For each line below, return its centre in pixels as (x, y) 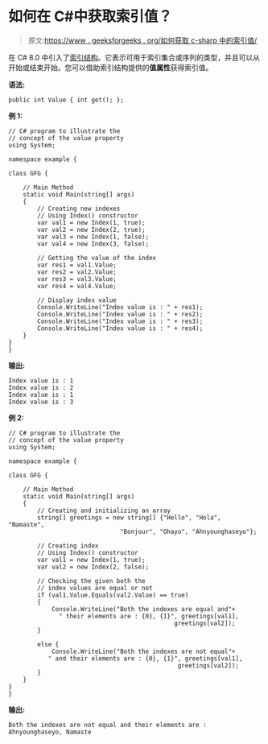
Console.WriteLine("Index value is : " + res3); (120, 321)
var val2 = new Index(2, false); (93, 567)
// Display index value (77, 300)
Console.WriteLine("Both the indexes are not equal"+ (143, 651)
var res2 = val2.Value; (77, 272)
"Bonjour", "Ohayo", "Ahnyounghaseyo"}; (188, 531)
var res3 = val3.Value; (77, 279)
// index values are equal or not (95, 588)
